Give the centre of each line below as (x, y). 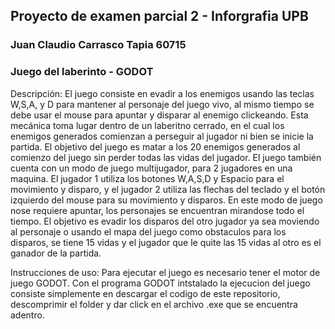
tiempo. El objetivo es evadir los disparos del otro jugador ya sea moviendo (165, 221)
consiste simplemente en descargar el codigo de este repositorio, (145, 293)
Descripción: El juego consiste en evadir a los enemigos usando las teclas (162, 93)
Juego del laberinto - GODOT (82, 72)
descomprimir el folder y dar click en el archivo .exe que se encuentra (154, 304)
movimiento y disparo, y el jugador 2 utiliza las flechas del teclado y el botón (168, 189)
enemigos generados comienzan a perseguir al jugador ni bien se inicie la (162, 136)
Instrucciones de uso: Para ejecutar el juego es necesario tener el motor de (165, 272)
